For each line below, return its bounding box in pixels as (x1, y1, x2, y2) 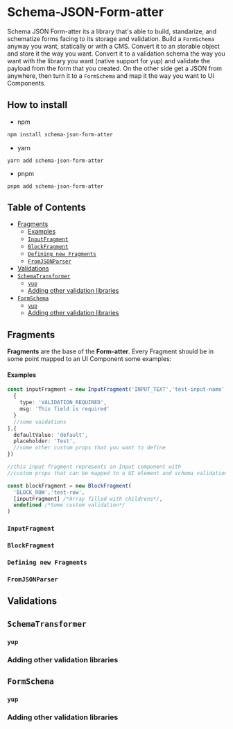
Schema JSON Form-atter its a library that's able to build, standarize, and (7, 27, 217, 35)
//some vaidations (13, 418, 67, 425)
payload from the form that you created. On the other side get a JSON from (7, 64, 223, 72)
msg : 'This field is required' (19, 406, 110, 412)
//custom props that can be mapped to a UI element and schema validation (7, 470, 228, 476)
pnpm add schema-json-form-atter (7, 182, 104, 190)
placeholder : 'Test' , (13, 438, 76, 445)
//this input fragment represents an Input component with (7, 463, 182, 470)
